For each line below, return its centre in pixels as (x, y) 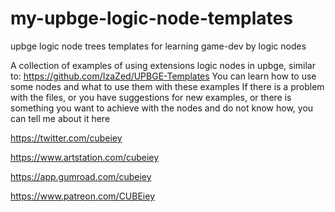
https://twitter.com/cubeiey (66, 138)
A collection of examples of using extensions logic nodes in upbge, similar (163, 65)
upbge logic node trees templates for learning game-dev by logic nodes (158, 46)
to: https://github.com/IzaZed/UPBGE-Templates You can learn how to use (163, 76)
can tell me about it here (60, 118)
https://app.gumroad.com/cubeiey (81, 176)
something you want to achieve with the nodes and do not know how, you (162, 108)
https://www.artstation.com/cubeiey (85, 157)
